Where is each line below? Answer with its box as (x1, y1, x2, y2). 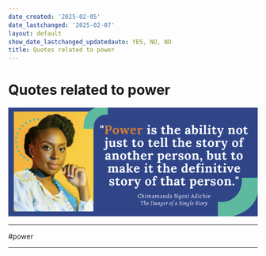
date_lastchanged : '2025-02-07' (8, 21, 115, 29)
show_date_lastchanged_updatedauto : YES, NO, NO (8, 38, 172, 46)
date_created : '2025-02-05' (8, 13, 101, 21)
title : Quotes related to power (8, 46, 115, 55)
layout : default (8, 29, 62, 37)
